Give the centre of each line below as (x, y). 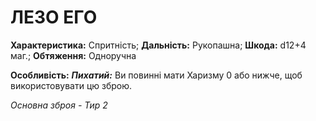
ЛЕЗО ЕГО (54, 17)
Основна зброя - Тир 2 (59, 105)
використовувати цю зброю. (71, 85)
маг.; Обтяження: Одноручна (73, 55)
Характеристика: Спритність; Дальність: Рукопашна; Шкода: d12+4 (158, 45)
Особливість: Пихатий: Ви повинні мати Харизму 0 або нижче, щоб (156, 75)
